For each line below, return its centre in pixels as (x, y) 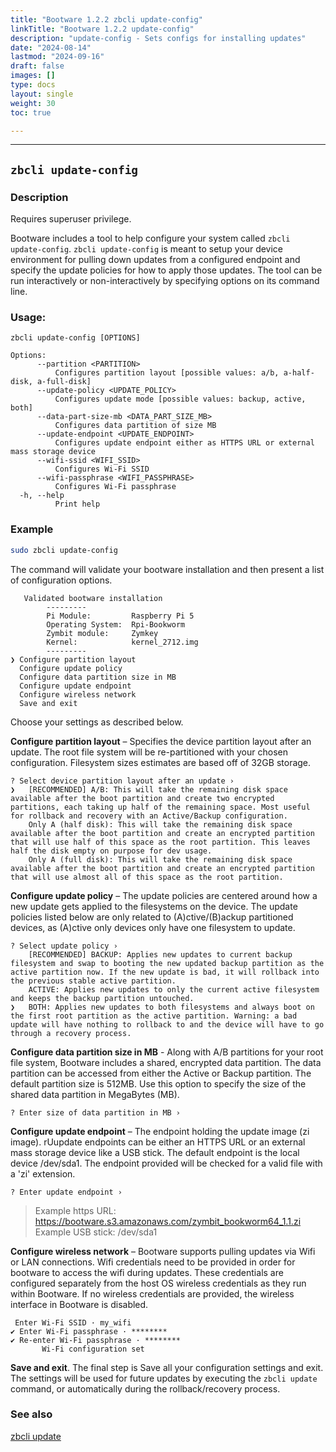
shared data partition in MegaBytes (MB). (95, 1094)
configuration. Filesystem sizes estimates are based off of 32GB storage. (161, 762)
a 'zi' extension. (43, 1173)
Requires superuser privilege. (71, 219)
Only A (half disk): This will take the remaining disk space (160, 824)
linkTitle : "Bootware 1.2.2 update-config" (102, 29)
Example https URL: (75, 1210)
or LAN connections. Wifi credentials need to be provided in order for (153, 1262)
